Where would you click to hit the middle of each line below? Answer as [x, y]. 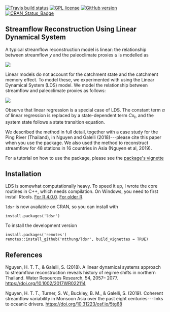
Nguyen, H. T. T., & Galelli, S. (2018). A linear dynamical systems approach [83, 267]
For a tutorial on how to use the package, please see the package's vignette [84, 158]
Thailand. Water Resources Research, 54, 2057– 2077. [62, 278]
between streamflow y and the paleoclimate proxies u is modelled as [77, 55]
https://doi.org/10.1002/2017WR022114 [46, 283]
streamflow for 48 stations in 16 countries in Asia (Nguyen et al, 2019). [79, 148]
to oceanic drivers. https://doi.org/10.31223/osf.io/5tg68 [64, 304]
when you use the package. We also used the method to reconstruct [77, 143]
